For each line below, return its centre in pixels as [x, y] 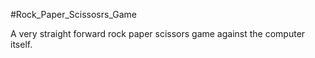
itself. [21, 44]
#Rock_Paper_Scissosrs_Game [73, 14]
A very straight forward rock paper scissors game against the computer [158, 33]
